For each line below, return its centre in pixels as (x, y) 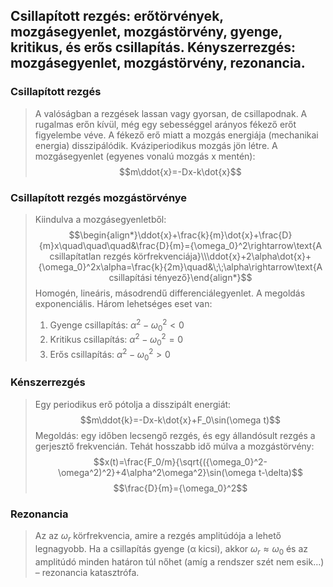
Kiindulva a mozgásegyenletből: (100, 219)
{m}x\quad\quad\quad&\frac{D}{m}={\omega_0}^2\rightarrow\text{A (180, 245)
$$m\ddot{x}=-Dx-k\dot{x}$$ (180, 171)
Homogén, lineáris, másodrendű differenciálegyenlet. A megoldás (170, 293)
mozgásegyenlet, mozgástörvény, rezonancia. (158, 63)
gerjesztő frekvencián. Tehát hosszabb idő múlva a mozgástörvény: (174, 446)
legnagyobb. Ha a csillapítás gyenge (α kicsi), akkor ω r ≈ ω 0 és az (171, 549)
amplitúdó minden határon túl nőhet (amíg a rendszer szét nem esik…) (179, 561)
